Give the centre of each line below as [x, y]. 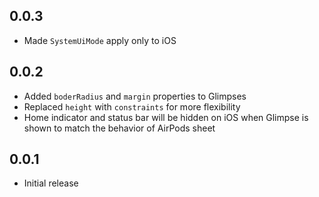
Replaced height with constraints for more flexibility [132, 106]
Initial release [51, 183]
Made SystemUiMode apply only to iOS [100, 40]
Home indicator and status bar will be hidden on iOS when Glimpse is [166, 117]
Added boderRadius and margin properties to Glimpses [135, 96]
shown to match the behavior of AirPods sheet [119, 128]
